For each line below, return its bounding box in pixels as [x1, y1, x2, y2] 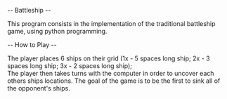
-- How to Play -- [7, 41, 58, 48]
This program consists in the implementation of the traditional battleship [7, 20, 216, 27]
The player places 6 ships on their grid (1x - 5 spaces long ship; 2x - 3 [7, 54, 210, 62]
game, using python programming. [7, 27, 108, 35]
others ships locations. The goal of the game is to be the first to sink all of [7, 77, 221, 85]
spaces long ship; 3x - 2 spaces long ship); [7, 62, 132, 70]
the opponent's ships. [7, 84, 70, 92]
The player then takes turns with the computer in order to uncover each [7, 70, 214, 77]
